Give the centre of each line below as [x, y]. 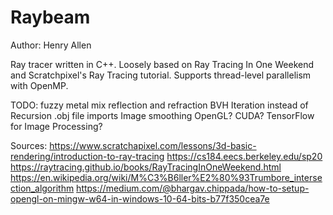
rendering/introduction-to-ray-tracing [87, 156]
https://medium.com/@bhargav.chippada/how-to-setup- [193, 188]
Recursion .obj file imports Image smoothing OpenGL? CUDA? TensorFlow [162, 115]
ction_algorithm [42, 188]
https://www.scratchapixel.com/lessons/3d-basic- [153, 145]
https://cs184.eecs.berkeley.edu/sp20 [244, 156]
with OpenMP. [39, 85]
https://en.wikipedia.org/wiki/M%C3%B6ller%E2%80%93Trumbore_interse [166, 177]
